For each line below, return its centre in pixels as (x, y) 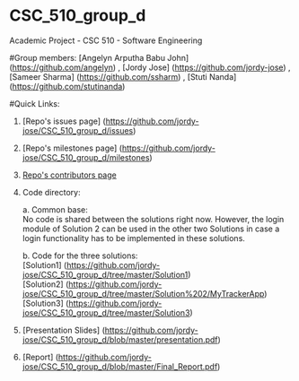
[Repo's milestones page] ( (72, 148)
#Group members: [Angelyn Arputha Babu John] (99, 57)
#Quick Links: (35, 103)
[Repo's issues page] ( (64, 121)
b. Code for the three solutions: (80, 255)
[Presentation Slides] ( (63, 330)
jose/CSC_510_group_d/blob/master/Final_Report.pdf (120, 366)
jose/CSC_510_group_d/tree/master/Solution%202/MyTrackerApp (143, 293)
